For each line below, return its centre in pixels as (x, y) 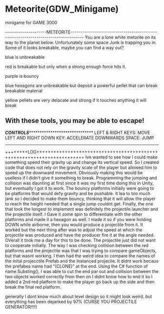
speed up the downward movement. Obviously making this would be (74, 173)
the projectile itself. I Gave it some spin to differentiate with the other (74, 214)
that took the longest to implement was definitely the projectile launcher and (82, 209)
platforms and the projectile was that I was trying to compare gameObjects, (81, 250)
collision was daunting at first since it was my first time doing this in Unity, (79, 183)
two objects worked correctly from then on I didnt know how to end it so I (79, 276)
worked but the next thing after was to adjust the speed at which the (74, 230)
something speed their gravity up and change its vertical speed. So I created (82, 162)
